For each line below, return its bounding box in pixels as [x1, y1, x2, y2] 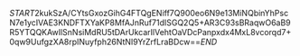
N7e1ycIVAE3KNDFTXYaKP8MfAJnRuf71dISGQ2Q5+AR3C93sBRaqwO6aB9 [9, 17, 291, 28]
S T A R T [9, 8, 35, 18]
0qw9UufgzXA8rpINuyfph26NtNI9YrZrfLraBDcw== [9, 36, 202, 47]
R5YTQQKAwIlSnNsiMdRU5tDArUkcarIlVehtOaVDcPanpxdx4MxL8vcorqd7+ [9, 27, 292, 37]
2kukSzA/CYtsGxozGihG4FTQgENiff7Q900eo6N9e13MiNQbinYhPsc [34, 8, 289, 18]
